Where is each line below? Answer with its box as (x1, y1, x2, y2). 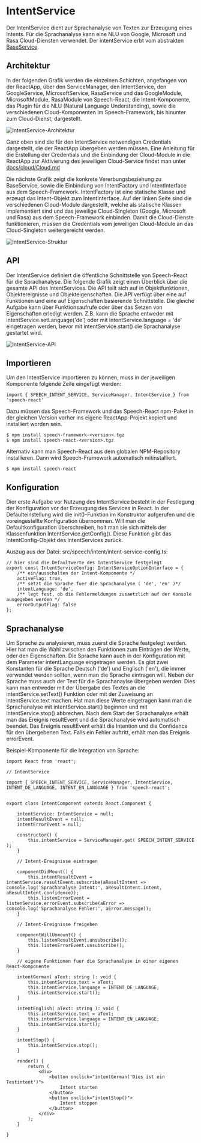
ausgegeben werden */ (6, 597, 61, 603)
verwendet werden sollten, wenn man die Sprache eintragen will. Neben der (6, 671, 194, 678)
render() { (17, 1058, 44, 1064)
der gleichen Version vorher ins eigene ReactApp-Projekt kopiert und (6, 414, 177, 421)
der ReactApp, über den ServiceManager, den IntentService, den (6, 83, 167, 90)
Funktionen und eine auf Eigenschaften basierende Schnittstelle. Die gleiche (6, 297, 195, 304)
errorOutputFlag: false (17, 602, 77, 608)
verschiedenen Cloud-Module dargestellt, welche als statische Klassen (6, 201, 182, 208)
